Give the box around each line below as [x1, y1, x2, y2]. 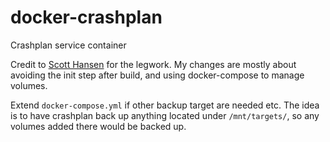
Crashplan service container [10, 39, 127, 51]
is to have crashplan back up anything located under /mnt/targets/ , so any [10, 109, 320, 121]
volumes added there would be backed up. [10, 120, 187, 132]
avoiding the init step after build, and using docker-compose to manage [10, 69, 305, 81]
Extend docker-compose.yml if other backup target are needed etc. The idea [10, 99, 320, 111]
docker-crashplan [10, 6, 163, 29]
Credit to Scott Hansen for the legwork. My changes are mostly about [10, 58, 297, 70]
